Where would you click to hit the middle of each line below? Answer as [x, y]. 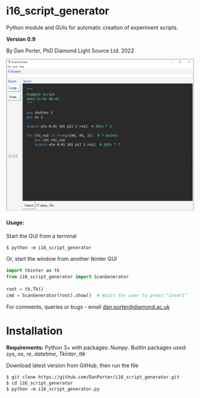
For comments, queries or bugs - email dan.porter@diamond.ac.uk [88, 307]
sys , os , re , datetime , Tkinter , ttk [46, 354]
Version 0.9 [21, 39]
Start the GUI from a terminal [41, 236]
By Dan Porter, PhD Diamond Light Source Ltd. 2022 [70, 50]
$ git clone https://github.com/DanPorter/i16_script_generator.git [93, 377]
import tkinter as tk [33, 270]
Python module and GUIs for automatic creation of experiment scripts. [92, 27]
